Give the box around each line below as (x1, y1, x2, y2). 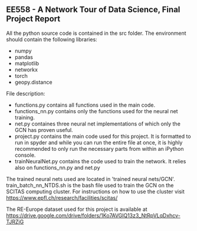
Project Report (6, 14, 61, 24)
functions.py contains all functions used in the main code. (14, 101, 155, 108)
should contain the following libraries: (6, 35, 97, 43)
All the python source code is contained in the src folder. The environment (6, 29, 187, 37)
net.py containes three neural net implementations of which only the (14, 120, 181, 127)
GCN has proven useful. (14, 126, 73, 133)
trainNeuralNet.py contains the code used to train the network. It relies (14, 157, 186, 164)
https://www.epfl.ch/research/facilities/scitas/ (6, 194, 118, 201)
